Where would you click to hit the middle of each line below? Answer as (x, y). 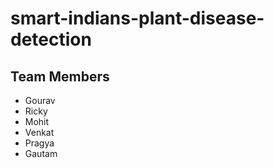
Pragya (39, 143)
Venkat (39, 132)
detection (51, 39)
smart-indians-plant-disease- (137, 18)
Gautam (41, 153)
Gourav (40, 100)
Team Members (60, 76)
